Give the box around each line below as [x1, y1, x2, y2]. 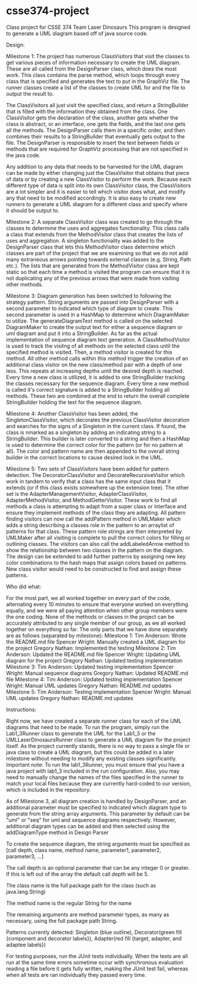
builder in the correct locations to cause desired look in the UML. [6, 453, 163, 460]
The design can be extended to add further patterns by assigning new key [6, 552, 186, 560]
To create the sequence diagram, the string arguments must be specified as [6, 840, 190, 847]
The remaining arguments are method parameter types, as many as [6, 911, 169, 918]
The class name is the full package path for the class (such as [6, 882, 156, 889]
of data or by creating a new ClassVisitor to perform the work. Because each [6, 175, 192, 183]
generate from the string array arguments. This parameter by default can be [6, 810, 190, 817]
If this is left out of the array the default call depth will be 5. [6, 870, 149, 877]
